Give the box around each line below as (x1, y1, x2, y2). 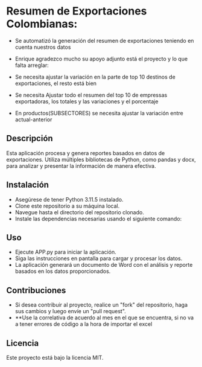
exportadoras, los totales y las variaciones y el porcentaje (14, 98, 159, 105)
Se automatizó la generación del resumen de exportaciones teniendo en (14, 37, 194, 44)
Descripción (6, 133, 53, 144)
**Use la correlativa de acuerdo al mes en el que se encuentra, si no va (14, 314, 194, 321)
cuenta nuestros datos (14, 43, 71, 51)
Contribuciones (6, 285, 66, 295)
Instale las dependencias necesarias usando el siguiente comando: (14, 215, 182, 222)
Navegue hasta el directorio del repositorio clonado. (14, 208, 145, 215)
